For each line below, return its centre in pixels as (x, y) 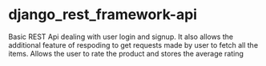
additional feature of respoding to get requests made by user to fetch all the (133, 45)
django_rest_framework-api (103, 15)
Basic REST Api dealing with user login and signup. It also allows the (121, 37)
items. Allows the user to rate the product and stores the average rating (126, 53)
